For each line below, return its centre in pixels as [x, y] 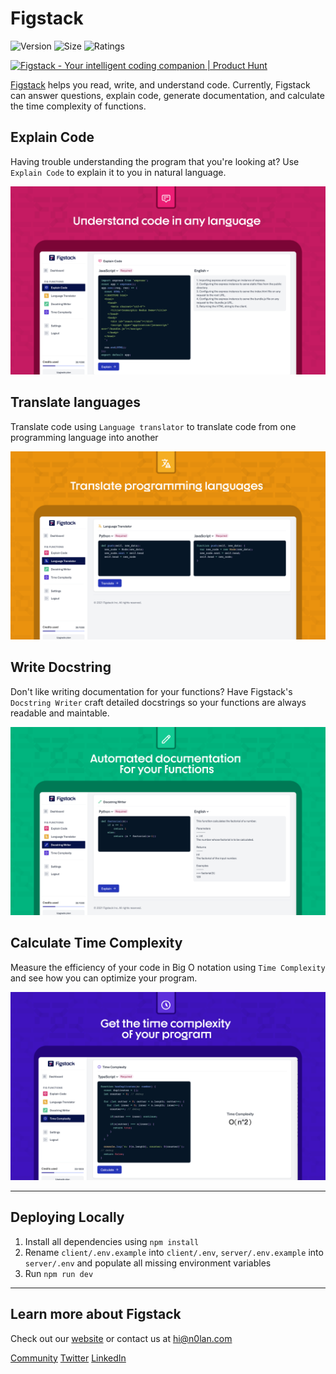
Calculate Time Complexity [96, 943]
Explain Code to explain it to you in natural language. [118, 172]
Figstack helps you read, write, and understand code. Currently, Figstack [160, 84]
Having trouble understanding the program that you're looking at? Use [155, 161]
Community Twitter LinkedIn [68, 1358]
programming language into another [84, 437]
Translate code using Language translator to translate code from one [153, 426]
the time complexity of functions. [78, 106]
